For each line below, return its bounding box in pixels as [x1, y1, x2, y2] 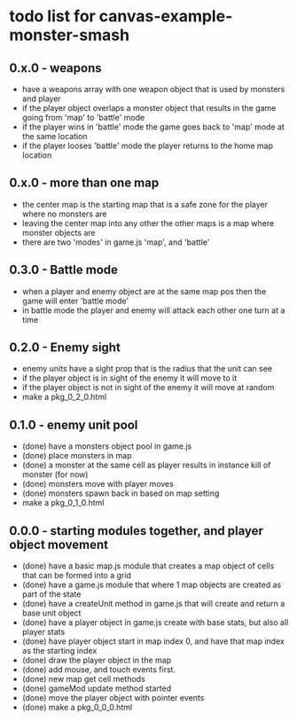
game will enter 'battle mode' [21, 295, 129, 306]
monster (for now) [21, 469, 89, 480]
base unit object [21, 607, 82, 618]
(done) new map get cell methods [21, 674, 146, 685]
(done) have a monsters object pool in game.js [21, 441, 192, 451]
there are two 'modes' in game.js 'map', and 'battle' [21, 237, 210, 247]
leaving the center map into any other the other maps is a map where [21, 217, 275, 228]
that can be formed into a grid [21, 570, 131, 581]
